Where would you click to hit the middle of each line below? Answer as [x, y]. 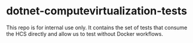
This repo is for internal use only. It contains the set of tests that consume [97, 27]
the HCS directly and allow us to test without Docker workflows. [85, 33]
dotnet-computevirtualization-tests [96, 11]
